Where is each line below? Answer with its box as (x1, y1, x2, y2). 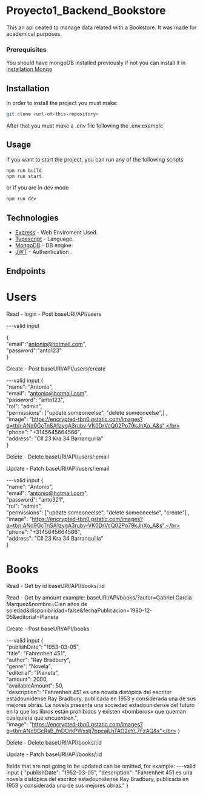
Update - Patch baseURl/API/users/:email (6, 465, 110, 472)
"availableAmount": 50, (6, 682, 64, 689)
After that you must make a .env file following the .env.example (6, 122, 164, 129)
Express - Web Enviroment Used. (15, 229, 98, 236)
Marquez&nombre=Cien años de (6, 601, 88, 608)
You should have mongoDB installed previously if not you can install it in (6, 59, 186, 67)
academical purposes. (6, 30, 62, 37)
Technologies (6, 213, 59, 223)
